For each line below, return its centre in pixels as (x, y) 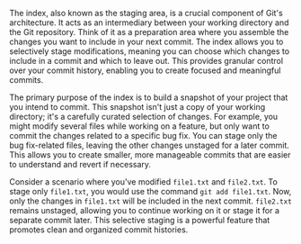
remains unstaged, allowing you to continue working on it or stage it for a (145, 210)
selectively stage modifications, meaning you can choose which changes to (150, 51)
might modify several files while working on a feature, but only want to (139, 126)
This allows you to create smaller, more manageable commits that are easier (150, 155)
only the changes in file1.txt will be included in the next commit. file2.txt (150, 201)
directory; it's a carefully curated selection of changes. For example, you (144, 117)
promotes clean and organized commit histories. (99, 230)
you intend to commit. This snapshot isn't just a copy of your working (137, 107)
